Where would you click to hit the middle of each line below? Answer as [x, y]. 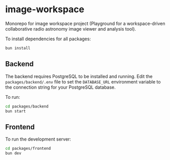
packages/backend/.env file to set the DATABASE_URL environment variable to [83, 82]
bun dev [13, 153]
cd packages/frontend [28, 149]
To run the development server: [38, 139]
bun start [16, 111]
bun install [18, 48]
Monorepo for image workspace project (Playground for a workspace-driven [85, 23]
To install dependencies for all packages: [48, 39]
